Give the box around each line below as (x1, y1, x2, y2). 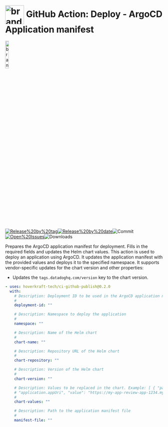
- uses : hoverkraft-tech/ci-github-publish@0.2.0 (5, 284, 111, 289)
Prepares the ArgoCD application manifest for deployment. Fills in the (5, 243, 148, 249)
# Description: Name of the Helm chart (14, 330, 97, 335)
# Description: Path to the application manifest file (14, 408, 131, 413)
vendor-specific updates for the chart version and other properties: (5, 264, 144, 270)
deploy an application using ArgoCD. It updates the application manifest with (5, 254, 163, 260)
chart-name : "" (14, 339, 46, 345)
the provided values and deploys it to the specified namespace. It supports (5, 259, 159, 265)
